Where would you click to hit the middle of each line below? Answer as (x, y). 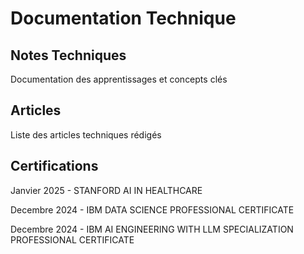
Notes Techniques (68, 55)
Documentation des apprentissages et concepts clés (119, 79)
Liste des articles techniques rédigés (86, 134)
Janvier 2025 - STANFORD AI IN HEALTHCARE (106, 190)
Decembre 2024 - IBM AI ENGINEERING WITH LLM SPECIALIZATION (152, 229)
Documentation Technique (123, 18)
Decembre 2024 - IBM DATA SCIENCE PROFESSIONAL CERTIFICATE (152, 209)
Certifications (54, 166)
